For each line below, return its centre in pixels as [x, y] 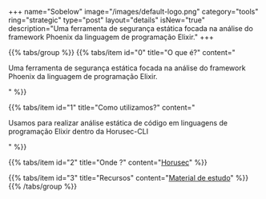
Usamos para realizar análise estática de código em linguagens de [118, 123]
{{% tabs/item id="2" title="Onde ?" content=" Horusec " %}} [108, 162]
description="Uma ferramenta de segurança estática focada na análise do [131, 28]
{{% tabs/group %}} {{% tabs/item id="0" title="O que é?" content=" [122, 52]
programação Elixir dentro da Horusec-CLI [79, 131]
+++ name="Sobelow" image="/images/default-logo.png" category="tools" [133, 12]
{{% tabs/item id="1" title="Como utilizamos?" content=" [102, 107]
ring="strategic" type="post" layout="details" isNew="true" [107, 20]
